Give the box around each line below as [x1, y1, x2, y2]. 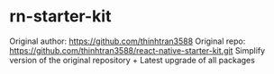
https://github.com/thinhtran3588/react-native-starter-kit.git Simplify [9, 45, 266, 55]
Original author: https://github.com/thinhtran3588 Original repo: [9, 36, 246, 46]
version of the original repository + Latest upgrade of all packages [9, 54, 255, 65]
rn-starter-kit [9, 6, 112, 27]
